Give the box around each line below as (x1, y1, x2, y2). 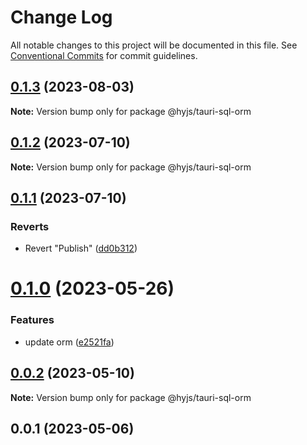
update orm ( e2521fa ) (24, 336, 115, 348)
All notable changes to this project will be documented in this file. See (10, 39, 298, 51)
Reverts (10, 219, 50, 233)
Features (10, 313, 55, 327)
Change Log (10, 6, 113, 29)
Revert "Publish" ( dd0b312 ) (24, 242, 138, 255)
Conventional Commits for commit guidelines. (10, 49, 198, 61)
